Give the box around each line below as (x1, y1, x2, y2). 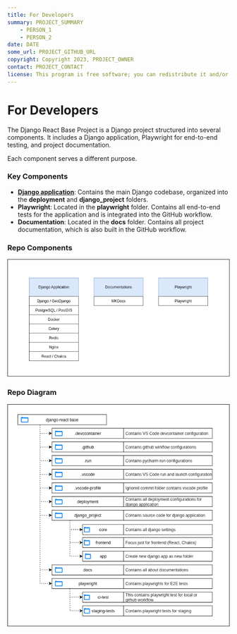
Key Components (7, 171, 68, 181)
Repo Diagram (7, 388, 57, 398)
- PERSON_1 (20, 26, 52, 33)
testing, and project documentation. (7, 140, 111, 149)
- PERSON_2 (20, 34, 52, 41)
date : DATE (7, 41, 39, 49)
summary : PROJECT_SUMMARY (7, 18, 83, 26)
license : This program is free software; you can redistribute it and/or (7, 71, 229, 78)
